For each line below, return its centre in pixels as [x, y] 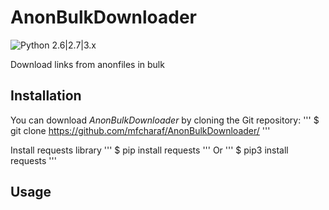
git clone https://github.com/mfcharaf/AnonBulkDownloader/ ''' [140, 130]
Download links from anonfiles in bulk [87, 64]
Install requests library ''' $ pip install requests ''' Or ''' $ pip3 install [149, 150]
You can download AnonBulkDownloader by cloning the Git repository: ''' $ [165, 120]
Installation [46, 96]
